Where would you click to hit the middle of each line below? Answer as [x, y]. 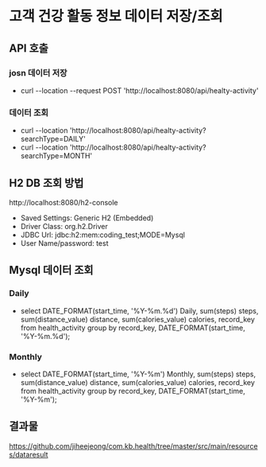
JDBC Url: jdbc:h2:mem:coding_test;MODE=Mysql [103, 235]
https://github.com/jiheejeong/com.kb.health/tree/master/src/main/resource [133, 446]
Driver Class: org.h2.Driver [64, 226]
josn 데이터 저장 [38, 72]
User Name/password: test [64, 243]
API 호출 [29, 48]
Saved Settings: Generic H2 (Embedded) [87, 218]
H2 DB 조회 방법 [46, 183]
